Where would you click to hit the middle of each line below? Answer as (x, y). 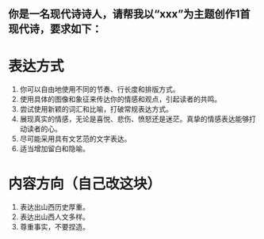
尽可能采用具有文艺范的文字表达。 (75, 139)
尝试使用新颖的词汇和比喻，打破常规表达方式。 (96, 109)
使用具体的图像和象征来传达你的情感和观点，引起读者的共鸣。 (121, 99)
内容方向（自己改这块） (85, 184)
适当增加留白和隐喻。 (54, 149)
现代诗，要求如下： (55, 29)
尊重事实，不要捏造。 (54, 227)
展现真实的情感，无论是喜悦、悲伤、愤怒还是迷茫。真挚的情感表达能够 (134, 119)
